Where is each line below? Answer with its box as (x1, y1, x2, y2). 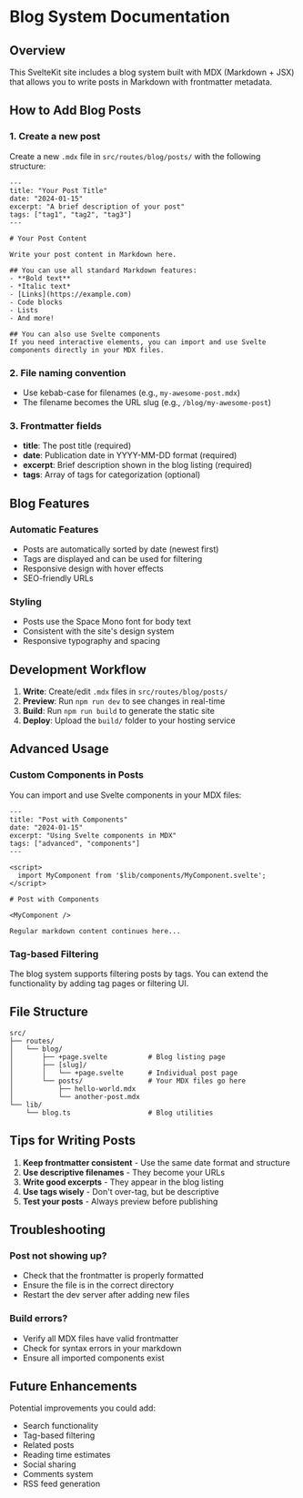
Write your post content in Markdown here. (9, 250, 177, 259)
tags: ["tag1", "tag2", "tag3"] (9, 209, 132, 219)
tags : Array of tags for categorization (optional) (22, 469, 201, 480)
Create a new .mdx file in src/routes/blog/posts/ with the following (9, 150, 261, 161)
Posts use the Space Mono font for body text (22, 617, 191, 627)
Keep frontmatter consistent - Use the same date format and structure (22, 1157, 291, 1167)
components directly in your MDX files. (9, 345, 166, 354)
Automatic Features (9, 523, 99, 535)
